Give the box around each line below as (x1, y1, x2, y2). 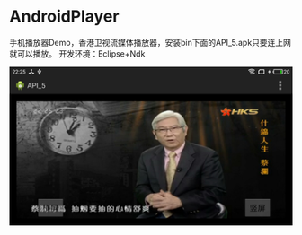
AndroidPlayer (9, 6, 120, 27)
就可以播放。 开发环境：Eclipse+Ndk (9, 48, 146, 59)
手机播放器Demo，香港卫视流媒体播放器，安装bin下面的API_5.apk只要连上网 (9, 37, 292, 48)
